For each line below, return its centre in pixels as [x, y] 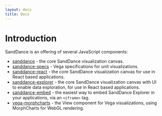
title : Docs [17, 14]
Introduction [31, 38]
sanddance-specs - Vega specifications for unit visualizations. [75, 67]
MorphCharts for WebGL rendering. [48, 108]
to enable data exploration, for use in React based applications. [76, 87]
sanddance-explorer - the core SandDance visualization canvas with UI [84, 82]
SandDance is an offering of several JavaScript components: [67, 52]
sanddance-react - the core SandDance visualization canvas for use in [84, 72]
